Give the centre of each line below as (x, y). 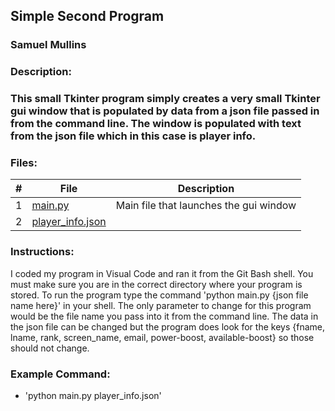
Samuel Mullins (48, 45)
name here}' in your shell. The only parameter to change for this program (161, 305)
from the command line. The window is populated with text (156, 124)
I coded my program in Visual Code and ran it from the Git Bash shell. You (162, 273)
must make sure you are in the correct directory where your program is (156, 284)
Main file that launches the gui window (206, 206)
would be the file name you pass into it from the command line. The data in (164, 316)
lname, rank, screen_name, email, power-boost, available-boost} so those (162, 337)
